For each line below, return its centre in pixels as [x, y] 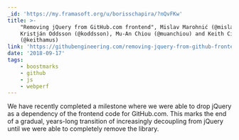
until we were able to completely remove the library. [83, 129]
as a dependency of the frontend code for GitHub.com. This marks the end [117, 114]
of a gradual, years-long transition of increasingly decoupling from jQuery [116, 122]
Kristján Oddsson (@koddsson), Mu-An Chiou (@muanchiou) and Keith [122, 34]
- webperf [35, 86]
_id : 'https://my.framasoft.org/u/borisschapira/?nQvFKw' [95, 14]
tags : [15, 60]
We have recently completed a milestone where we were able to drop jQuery [119, 106]
